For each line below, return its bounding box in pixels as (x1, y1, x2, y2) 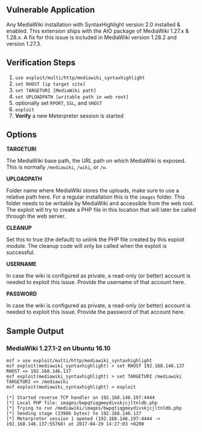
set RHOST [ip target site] (14, 81, 86, 87)
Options (6, 130, 37, 140)
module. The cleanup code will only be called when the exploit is (6, 243, 167, 250)
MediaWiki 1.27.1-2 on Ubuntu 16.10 (6, 344, 111, 352)
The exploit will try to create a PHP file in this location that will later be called (6, 206, 196, 214)
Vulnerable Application (6, 5, 95, 15)
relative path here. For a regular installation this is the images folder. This (6, 193, 185, 201)
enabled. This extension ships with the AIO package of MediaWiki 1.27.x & (6, 27, 189, 34)
